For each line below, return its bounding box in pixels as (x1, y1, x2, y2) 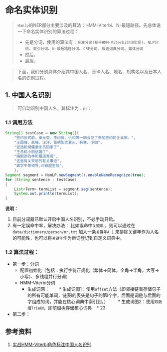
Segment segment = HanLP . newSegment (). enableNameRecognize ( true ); (5, 172, 146, 178)
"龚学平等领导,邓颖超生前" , (14, 163, 64, 168)
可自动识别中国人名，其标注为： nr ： (17, 105, 92, 111)
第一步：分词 (12, 261, 39, 267)
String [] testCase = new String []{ (5, 131, 79, 136)
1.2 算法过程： (5, 249, 39, 256)
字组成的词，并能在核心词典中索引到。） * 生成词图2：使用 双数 (27, 299, 163, 305)
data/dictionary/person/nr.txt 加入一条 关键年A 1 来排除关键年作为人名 (12, 229, 159, 235)
